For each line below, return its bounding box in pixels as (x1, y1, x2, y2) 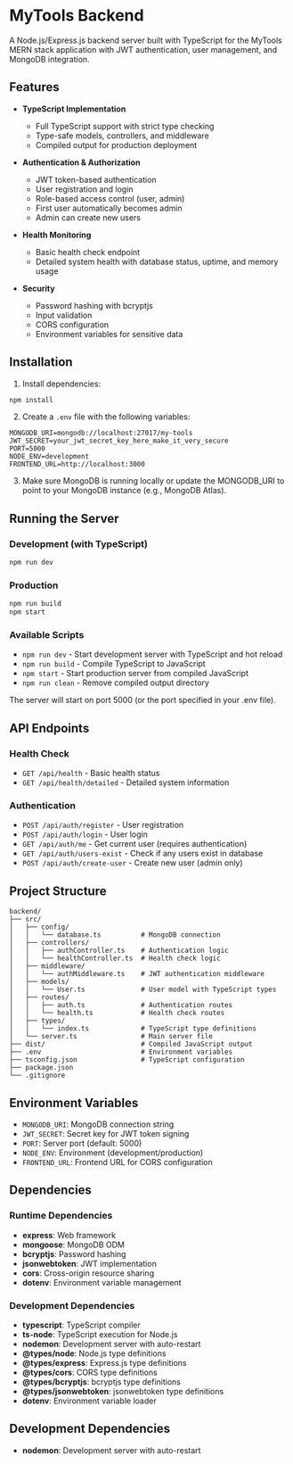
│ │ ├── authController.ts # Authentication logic (9, 947, 229, 955)
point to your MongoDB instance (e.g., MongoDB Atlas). (21, 485, 227, 496)
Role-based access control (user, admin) (35, 193, 185, 203)
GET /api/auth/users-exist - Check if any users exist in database (21, 848, 264, 859)
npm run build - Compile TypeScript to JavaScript (21, 658, 207, 669)
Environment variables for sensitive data (35, 328, 183, 339)
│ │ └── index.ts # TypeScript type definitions (9, 1024, 256, 1033)
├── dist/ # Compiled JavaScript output (9, 1040, 253, 1049)
